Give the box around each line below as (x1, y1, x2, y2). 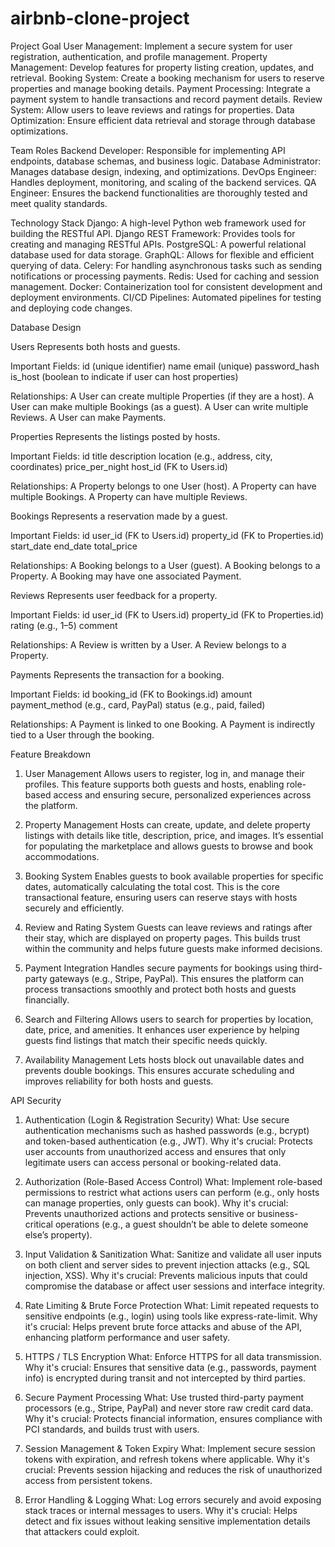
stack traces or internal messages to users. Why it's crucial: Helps (24, 1504, 298, 1516)
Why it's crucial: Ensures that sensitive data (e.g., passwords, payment (24, 1361, 317, 1373)
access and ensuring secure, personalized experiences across (53, 788, 312, 801)
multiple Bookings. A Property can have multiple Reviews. (10, 490, 248, 502)
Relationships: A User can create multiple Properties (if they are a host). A (10, 390, 315, 402)
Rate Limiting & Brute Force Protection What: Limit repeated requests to (24, 1299, 320, 1311)
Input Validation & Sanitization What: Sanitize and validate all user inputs (24, 1248, 323, 1260)
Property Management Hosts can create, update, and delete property (24, 818, 311, 831)
